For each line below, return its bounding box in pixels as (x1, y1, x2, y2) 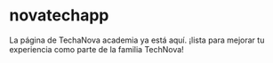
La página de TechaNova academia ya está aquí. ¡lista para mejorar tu (9, 35, 265, 45)
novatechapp (9, 5, 109, 26)
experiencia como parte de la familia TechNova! (9, 43, 184, 54)
